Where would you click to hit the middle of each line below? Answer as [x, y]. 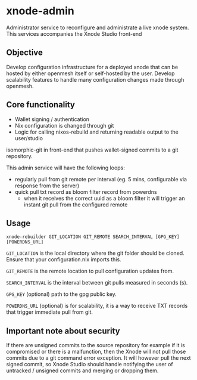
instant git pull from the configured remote [76, 205]
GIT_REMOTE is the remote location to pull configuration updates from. [90, 271]
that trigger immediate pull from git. [50, 312]
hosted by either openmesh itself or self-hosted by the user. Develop [90, 73]
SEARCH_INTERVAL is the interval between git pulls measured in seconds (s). [97, 283]
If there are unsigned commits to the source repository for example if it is [96, 345]
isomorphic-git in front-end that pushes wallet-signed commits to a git [92, 150]
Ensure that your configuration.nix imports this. [64, 259]
